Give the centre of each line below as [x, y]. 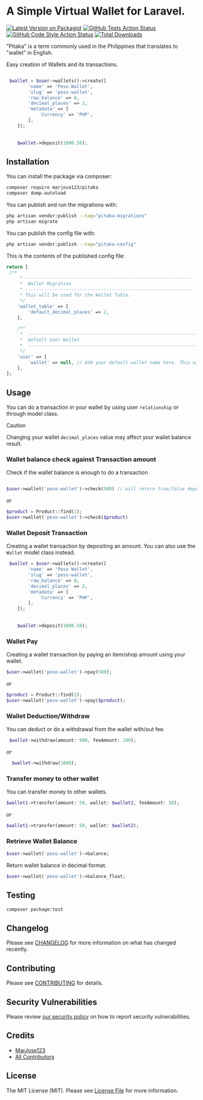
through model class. [33, 414]
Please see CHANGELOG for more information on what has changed [91, 943]
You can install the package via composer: [59, 177]
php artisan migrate [32, 221]
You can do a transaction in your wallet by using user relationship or [93, 407]
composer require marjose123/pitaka [52, 187]
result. [14, 444]
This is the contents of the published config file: [66, 255]
